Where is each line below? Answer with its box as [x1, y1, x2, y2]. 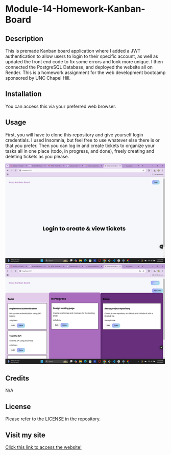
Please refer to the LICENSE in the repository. [5, 416, 101, 422]
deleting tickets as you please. [5, 153, 69, 159]
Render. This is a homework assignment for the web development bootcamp [5, 69, 166, 76]
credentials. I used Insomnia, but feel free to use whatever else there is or [5, 137, 160, 143]
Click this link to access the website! [5, 444, 82, 450]
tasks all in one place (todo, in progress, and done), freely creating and [5, 148, 155, 154]
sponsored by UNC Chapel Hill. [5, 75, 71, 81]
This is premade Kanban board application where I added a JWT [5, 48, 141, 54]
